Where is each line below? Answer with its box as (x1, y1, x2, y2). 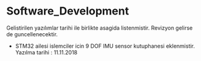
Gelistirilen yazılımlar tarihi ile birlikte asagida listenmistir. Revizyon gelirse (6, 24, 193, 31)
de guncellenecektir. (6, 30, 58, 37)
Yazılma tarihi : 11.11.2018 (15, 48, 78, 56)
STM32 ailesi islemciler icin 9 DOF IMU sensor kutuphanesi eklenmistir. (15, 42, 195, 50)
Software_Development (6, 4, 129, 18)
